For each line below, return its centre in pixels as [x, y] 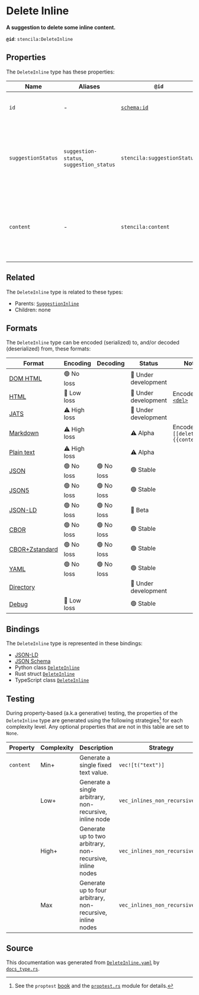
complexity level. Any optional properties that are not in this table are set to [98, 726]
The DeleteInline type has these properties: [60, 72]
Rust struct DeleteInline [45, 674]
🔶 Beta [139, 510]
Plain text [22, 452]
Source [20, 948]
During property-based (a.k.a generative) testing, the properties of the [92, 713]
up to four [93, 890]
